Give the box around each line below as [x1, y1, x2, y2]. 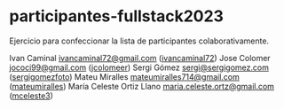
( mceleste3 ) [9, 90, 53, 101]
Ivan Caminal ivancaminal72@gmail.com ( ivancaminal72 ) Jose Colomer [9, 52, 271, 63]
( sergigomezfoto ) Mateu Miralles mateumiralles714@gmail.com [9, 71, 240, 82]
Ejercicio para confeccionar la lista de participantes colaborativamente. [9, 35, 269, 46]
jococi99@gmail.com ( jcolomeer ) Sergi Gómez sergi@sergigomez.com [9, 62, 269, 73]
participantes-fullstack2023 [9, 6, 225, 27]
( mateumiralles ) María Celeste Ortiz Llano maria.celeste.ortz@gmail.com [9, 81, 275, 91]
